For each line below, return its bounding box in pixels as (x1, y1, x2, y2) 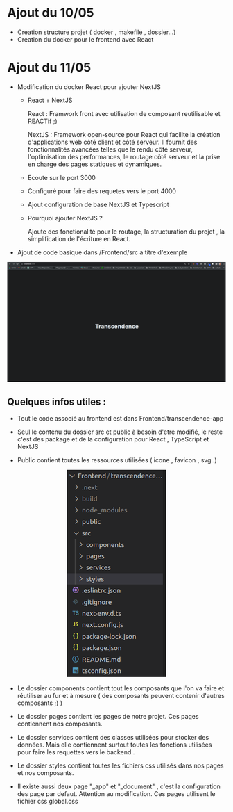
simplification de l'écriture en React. (27, 234, 131, 243)
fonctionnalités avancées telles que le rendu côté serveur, (27, 145, 193, 154)
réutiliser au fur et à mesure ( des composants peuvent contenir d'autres (17, 692, 225, 700)
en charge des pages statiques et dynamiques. (27, 160, 162, 168)
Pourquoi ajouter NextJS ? (27, 213, 103, 222)
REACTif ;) (27, 117, 58, 125)
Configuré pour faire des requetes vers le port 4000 (27, 186, 177, 195)
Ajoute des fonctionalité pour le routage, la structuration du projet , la (27, 227, 225, 236)
